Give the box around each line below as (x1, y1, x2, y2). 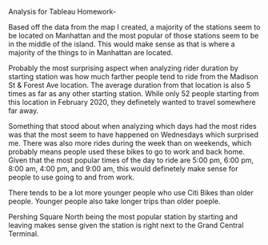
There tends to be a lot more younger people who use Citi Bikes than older (8, 188, 254, 197)
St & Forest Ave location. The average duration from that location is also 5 (8, 80, 251, 90)
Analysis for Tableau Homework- (8, 7, 117, 16)
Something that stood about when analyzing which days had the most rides (8, 122, 258, 131)
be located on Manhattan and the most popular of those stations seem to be (8, 31, 259, 40)
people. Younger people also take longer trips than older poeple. (8, 196, 221, 206)
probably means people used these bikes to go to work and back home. (8, 147, 246, 156)
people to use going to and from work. (8, 172, 134, 182)
